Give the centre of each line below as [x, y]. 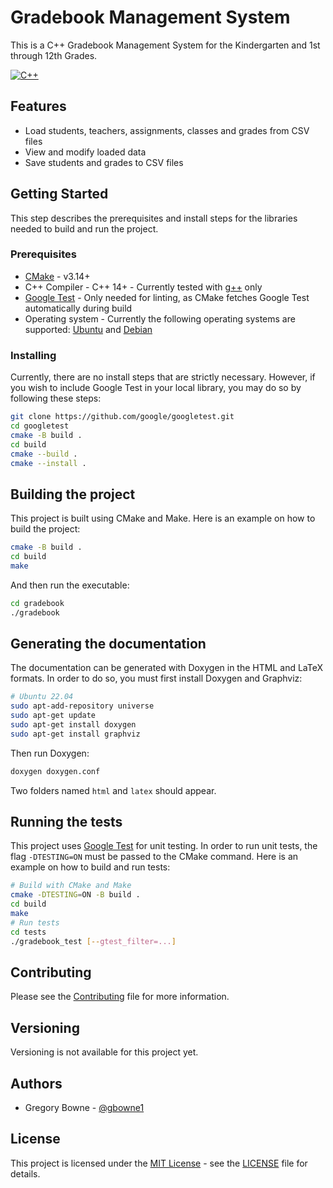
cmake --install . [48, 463]
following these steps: [56, 398]
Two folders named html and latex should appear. [113, 790]
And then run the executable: [70, 585]
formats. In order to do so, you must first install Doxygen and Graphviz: [156, 678]
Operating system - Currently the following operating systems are [160, 318]
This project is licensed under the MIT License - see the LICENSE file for [159, 1163]
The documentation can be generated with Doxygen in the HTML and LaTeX [166, 668]
